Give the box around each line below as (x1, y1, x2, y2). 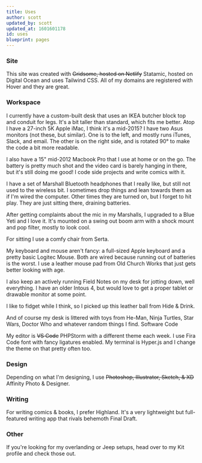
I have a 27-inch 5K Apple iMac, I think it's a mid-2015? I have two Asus (6, 125, 183, 132)
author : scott (6, 14, 42, 20)
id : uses (6, 31, 28, 37)
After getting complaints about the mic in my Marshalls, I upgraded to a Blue (6, 211, 195, 218)
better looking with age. (6, 266, 65, 273)
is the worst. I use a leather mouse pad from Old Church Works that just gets (6, 259, 196, 267)
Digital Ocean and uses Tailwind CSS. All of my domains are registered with (6, 76, 194, 84)
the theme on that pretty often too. (6, 344, 92, 352)
